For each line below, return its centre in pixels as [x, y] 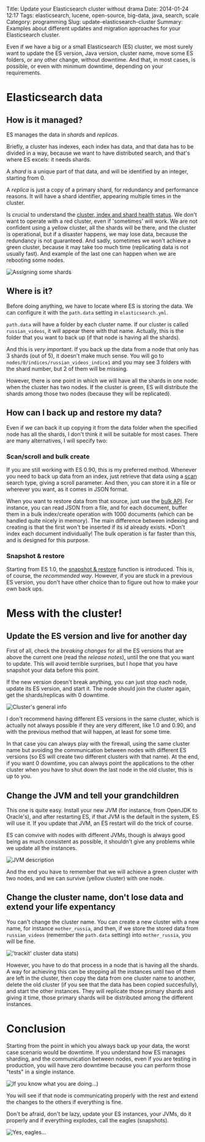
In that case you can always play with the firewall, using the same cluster [98, 744]
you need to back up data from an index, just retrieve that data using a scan [102, 476]
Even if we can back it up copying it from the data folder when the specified [102, 427]
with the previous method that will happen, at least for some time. [89, 732]
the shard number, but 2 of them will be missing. [67, 368]
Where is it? [30, 291]
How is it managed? [45, 120]
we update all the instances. [42, 848]
